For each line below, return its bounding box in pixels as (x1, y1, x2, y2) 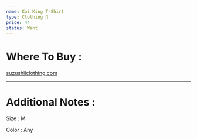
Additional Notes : (6, 96, 96, 109)
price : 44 (6, 19, 30, 25)
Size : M (6, 115, 26, 122)
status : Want (6, 25, 38, 31)
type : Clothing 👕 (6, 14, 49, 20)
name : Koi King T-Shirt (6, 8, 64, 15)
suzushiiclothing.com (6, 70, 57, 77)
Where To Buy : (6, 50, 82, 63)
